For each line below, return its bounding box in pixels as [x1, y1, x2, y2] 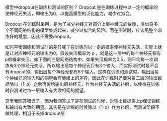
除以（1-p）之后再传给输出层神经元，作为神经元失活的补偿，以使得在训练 [9, 81, 160, 87]
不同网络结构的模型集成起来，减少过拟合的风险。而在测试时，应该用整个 [9, 27, 158, 33]
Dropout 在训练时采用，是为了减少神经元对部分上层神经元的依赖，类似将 [5, 21, 154, 27]
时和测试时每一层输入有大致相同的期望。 [5, 87, 88, 93]
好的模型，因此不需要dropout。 [9, 34, 74, 39]
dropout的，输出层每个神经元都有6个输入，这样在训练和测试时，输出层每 [9, 69, 159, 74]
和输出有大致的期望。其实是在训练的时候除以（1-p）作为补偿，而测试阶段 [5, 104, 156, 110]
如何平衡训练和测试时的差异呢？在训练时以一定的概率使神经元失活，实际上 [5, 44, 158, 50]
